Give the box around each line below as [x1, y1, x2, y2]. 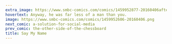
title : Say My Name [5, 31, 47, 36]
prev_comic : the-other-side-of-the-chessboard [5, 26, 106, 31]
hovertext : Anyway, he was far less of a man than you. [5, 12, 127, 17]
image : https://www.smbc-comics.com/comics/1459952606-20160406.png [5, 17, 155, 22]
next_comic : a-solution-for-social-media [5, 21, 95, 27]
